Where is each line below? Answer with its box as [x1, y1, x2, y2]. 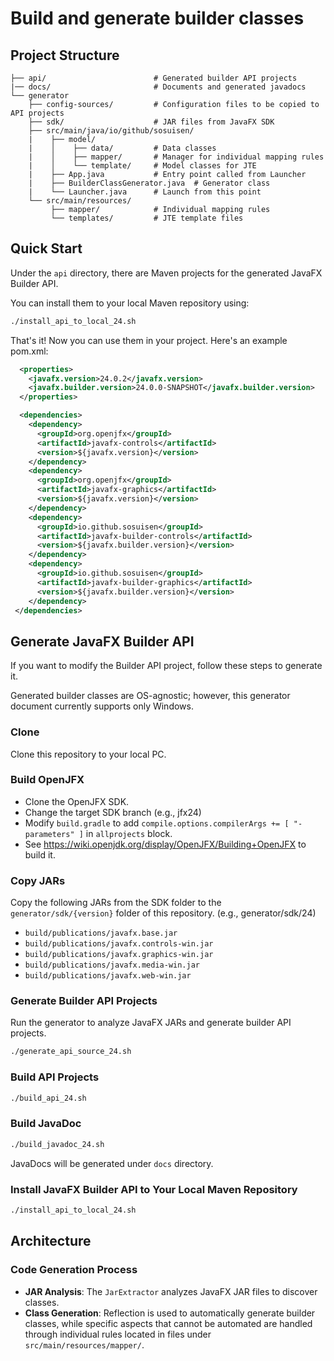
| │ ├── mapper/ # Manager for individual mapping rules [28, 152, 325, 162]
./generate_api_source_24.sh [10, 1047, 132, 1057]
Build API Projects [10, 1070, 100, 1084]
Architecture [10, 1233, 92, 1250]
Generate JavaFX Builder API [10, 633, 195, 650]
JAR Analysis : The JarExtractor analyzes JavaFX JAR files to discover [24, 1285, 318, 1297]
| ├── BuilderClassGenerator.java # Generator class [28, 178, 271, 188]
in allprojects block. [85, 827, 173, 839]
